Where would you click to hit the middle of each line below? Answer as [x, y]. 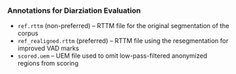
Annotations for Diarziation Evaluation [74, 11]
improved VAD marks [48, 49]
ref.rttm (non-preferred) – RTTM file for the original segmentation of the [123, 26]
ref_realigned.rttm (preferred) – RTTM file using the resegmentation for [123, 41]
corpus [28, 33]
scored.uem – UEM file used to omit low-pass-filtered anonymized [112, 56]
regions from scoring [48, 63]
